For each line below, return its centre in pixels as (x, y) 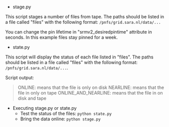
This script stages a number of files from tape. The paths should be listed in (85, 17)
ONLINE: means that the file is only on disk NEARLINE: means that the (91, 87)
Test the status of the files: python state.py (66, 114)
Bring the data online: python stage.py (60, 119)
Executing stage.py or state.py (45, 108)
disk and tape (32, 98)
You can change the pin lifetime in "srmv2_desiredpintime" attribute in (79, 32)
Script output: (20, 77)
